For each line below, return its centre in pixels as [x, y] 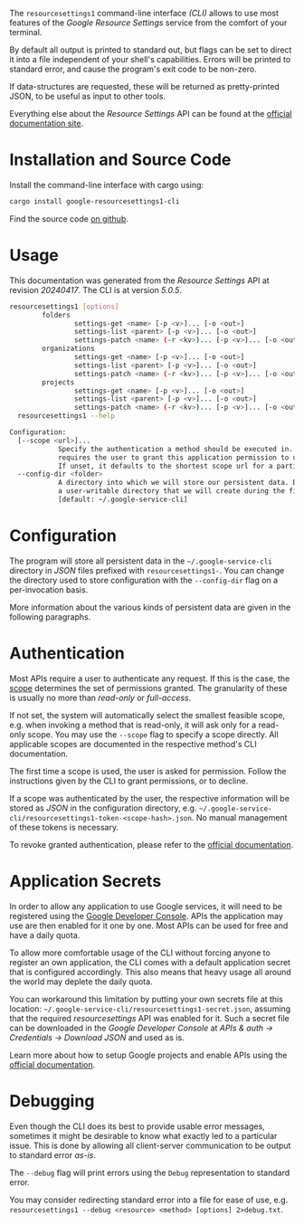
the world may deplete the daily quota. [81, 982]
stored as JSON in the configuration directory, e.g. [103, 808]
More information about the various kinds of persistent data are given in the [150, 607]
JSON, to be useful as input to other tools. [87, 96]
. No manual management [239, 817]
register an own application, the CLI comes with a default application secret [150, 962]
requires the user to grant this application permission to [173, 457]
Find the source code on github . [69, 218]
